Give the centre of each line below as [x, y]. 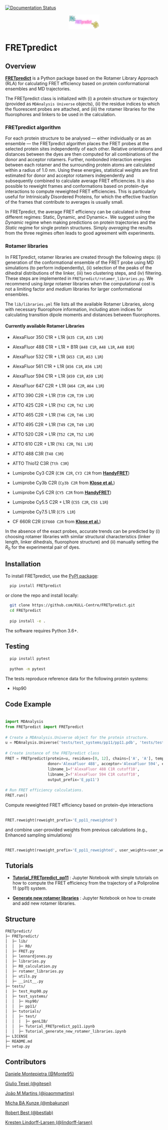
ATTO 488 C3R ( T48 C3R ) [38, 454]
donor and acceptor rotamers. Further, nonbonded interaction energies [78, 160]
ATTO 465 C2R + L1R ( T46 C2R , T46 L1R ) [53, 415]
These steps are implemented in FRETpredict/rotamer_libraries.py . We [79, 278]
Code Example [28, 704]
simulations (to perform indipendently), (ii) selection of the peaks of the [79, 267]
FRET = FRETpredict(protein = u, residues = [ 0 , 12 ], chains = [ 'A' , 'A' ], [79, 759]
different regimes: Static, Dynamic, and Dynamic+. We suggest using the [80, 217]
